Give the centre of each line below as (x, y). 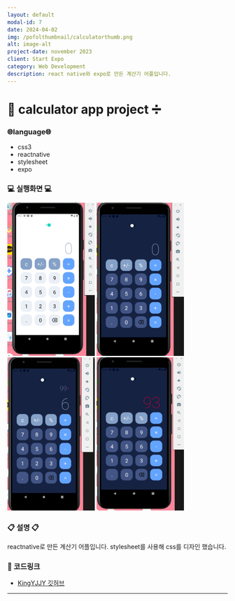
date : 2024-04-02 (33, 29)
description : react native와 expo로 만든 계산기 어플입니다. (89, 74)
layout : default (31, 15)
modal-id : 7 (24, 22)
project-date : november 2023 (50, 52)
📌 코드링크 (24, 566)
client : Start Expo (36, 60)
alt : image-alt (29, 44)
